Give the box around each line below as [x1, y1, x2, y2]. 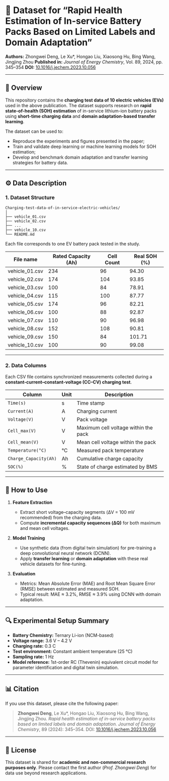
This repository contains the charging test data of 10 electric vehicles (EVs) [5, 97, 164, 103]
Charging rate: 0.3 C [12, 643, 56, 649]
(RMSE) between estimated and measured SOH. [20, 585, 120, 592]
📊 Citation [5, 685, 39, 693]
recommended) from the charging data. [20, 514, 102, 520]
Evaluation [12, 570, 36, 576]
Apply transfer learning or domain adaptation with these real [20, 555, 148, 561]
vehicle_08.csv [8, 325, 44, 332]
